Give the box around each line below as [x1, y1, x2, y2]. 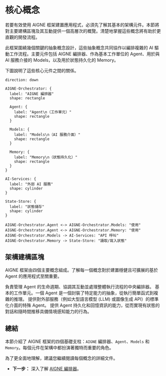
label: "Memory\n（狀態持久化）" [14, 154, 78, 160]
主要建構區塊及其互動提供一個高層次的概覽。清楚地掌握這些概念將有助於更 [9, 28, 161, 34]
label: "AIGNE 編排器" [9, 91, 54, 96]
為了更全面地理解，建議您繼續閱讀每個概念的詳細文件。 [5, 355, 118, 361]
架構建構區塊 [5, 253, 44, 261]
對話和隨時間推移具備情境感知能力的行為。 [5, 308, 92, 314]
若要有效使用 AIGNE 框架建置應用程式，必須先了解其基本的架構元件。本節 [5, 22, 155, 28]
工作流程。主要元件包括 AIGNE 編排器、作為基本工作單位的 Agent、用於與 [9, 50, 160, 57]
